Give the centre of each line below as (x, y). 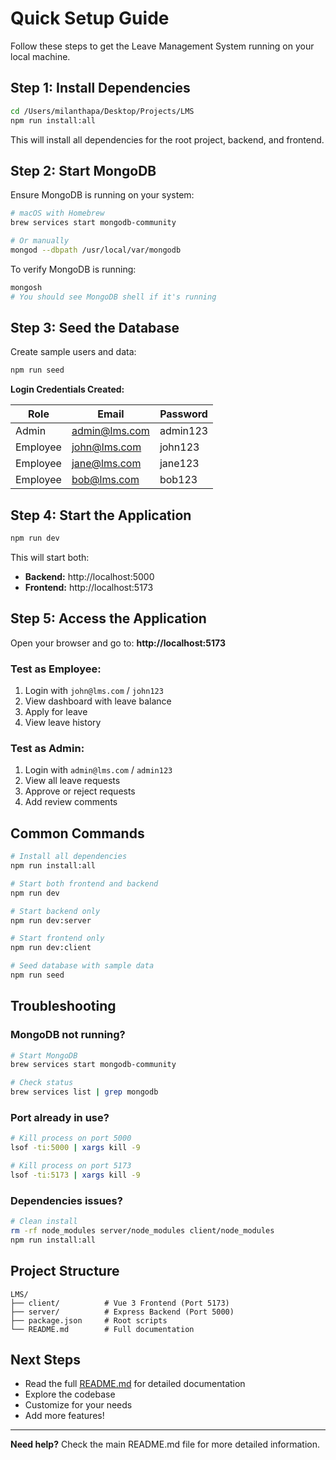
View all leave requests (72, 781)
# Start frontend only (57, 938)
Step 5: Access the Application (108, 618)
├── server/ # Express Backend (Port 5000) (122, 1312)
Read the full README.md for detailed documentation (135, 1384)
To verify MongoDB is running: (73, 269)
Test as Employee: (56, 669)
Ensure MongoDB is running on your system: (102, 195)
